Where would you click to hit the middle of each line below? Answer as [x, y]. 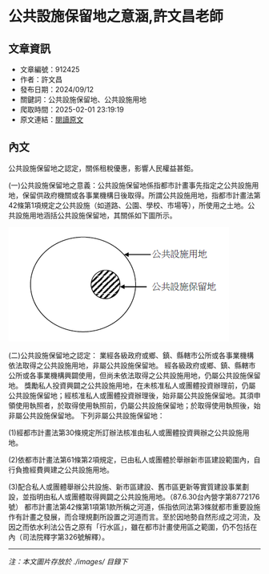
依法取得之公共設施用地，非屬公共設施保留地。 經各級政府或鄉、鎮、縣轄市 [132, 365]
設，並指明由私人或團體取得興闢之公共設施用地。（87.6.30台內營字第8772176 [134, 497]
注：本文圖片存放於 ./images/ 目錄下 [68, 561]
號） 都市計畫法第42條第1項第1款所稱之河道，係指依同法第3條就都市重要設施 [134, 507]
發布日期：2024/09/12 [57, 90]
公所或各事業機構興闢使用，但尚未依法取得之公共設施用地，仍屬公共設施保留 [134, 375]
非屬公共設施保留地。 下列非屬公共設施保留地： [86, 415]
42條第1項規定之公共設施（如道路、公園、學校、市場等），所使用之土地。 [128, 205]
